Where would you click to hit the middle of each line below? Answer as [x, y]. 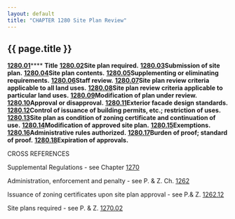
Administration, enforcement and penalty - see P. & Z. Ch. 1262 [99, 181]
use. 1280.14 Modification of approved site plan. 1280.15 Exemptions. [109, 125]
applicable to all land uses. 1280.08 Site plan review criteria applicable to [115, 88]
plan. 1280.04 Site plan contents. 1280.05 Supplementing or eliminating [113, 73]
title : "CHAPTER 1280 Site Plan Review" [67, 20]
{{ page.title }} [40, 49]
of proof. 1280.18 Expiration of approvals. [68, 140]
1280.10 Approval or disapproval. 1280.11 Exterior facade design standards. [117, 103]
